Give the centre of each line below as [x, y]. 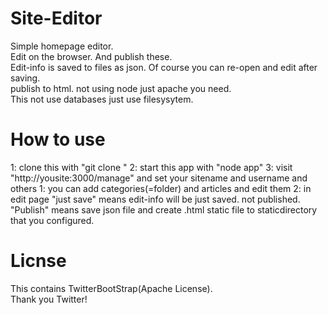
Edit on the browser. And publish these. [91, 56]
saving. [25, 78]
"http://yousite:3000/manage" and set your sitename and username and [159, 178]
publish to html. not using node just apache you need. [121, 88]
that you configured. [52, 220]
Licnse [38, 261]
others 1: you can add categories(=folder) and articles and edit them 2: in [161, 188]
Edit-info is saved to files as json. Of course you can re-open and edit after [164, 67]
